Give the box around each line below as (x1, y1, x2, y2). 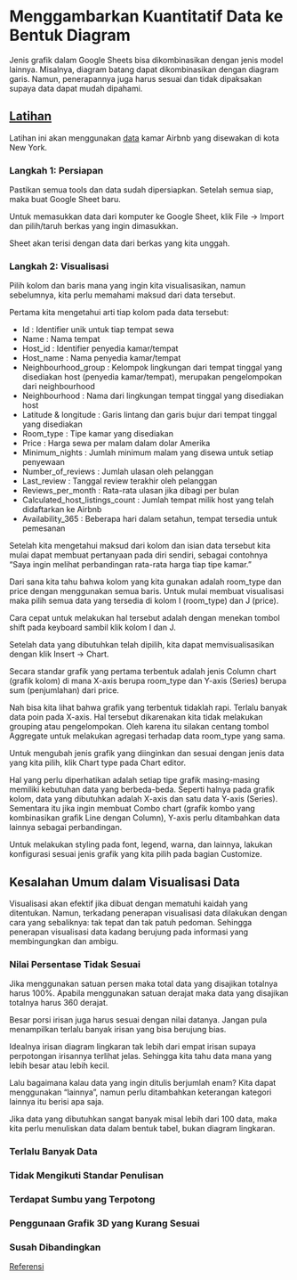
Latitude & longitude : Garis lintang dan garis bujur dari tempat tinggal (21, 410, 277, 420)
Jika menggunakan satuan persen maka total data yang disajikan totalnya (9, 978, 278, 990)
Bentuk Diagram (9, 25, 131, 45)
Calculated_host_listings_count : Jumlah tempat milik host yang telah (21, 494, 274, 505)
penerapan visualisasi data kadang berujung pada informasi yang (9, 926, 249, 937)
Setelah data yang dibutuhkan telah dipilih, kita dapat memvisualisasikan (9, 640, 275, 650)
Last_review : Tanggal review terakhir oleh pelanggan (21, 476, 218, 486)
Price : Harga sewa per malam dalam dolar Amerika (21, 438, 211, 449)
